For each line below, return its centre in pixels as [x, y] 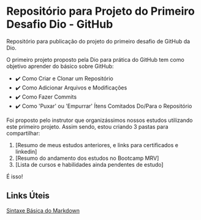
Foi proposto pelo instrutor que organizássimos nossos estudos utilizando [100, 120]
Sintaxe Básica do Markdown [43, 210]
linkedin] [26, 151]
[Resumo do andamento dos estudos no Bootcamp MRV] [87, 158]
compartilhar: [23, 133]
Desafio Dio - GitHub [60, 24]
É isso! [15, 176]
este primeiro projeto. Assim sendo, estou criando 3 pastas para [87, 126]
